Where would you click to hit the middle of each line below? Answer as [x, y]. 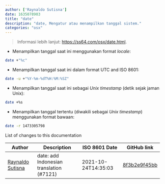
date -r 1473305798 [25, 126]
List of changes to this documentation [43, 135]
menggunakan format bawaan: [43, 117]
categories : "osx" [24, 28]
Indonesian [50, 161]
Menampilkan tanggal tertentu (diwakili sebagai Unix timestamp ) [77, 111]
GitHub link [140, 147]
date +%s [14, 102]
